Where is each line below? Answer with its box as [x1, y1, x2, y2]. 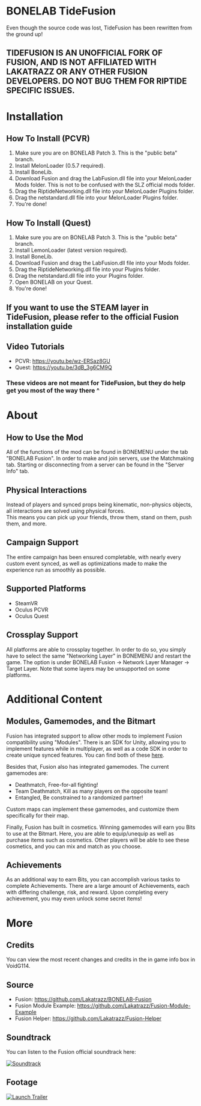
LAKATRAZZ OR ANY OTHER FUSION [6, 67, 148, 77]
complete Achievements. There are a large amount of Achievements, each [6, 882, 190, 890]
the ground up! [6, 30, 43, 37]
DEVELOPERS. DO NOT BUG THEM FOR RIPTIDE [6, 76, 187, 87]
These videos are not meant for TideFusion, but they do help [6, 379, 186, 387]
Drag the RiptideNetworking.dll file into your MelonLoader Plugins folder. [14, 188, 195, 195]
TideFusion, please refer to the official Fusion [6, 311, 179, 322]
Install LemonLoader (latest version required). [14, 246, 128, 254]
